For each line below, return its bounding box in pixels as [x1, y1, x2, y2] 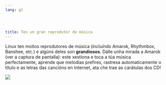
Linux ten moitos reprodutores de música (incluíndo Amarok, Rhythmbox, [5, 43, 156, 49]
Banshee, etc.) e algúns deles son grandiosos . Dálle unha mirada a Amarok [5, 48, 161, 54]
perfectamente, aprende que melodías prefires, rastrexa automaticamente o [5, 59, 161, 65]
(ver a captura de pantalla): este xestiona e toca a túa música [5, 53, 131, 60]
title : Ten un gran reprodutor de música [5, 29, 93, 34]
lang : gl [5, 7, 23, 12]
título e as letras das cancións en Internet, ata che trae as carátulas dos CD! [5, 64, 161, 70]
